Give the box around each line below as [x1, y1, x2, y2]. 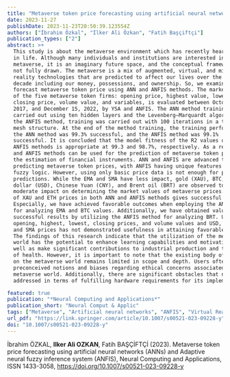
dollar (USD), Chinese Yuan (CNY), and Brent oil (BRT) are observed [13, 182, 216, 189]
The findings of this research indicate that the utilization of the [13, 233, 216, 239]
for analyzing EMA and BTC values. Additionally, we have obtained [13, 207, 210, 214]
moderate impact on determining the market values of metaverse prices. [13, 188, 225, 195]
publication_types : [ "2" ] [7, 36, 81, 42]
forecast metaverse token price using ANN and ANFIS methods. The [13, 86, 207, 93]
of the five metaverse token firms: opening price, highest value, [13, 93, 210, 100]
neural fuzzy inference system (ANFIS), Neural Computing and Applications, [7, 354, 222, 363]
